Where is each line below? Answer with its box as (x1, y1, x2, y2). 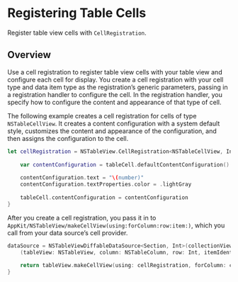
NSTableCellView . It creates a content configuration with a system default (7, 119, 220, 128)
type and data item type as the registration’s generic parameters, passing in (7, 83, 228, 91)
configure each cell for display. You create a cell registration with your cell (7, 75, 224, 84)
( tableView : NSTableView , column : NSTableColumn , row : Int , (20, 249, 201, 256)
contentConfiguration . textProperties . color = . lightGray (20, 181, 192, 188)
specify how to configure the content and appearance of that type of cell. (7, 98, 222, 106)
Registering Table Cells (7, 5, 147, 21)
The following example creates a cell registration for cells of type (7, 111, 197, 120)
